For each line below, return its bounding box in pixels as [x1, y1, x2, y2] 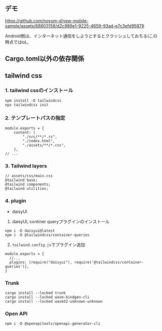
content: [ [14, 130, 36, 135]
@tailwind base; [5, 178, 38, 183]
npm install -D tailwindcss [5, 98, 62, 103]
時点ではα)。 [5, 39, 31, 45]
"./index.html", [22, 139, 55, 144]
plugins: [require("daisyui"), [9, 260, 73, 265]
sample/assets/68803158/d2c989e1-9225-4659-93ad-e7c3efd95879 [5, 23, 145, 29]
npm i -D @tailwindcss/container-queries [5, 232, 90, 237]
